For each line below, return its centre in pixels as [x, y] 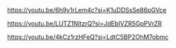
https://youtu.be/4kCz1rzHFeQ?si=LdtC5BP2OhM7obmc [88, 37]
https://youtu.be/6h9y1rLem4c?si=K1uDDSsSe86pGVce [87, 10]
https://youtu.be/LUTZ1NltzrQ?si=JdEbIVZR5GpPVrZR [85, 23]
